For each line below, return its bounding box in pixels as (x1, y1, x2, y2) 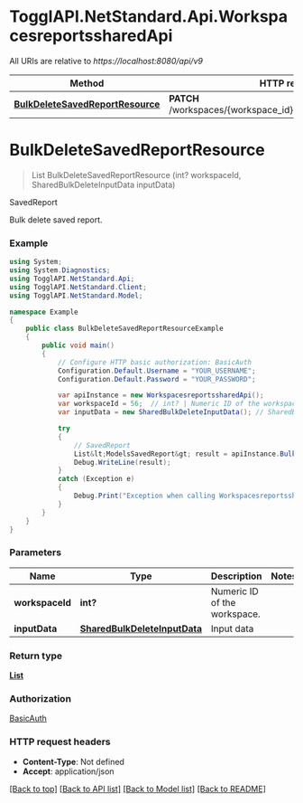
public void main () (41, 341, 115, 350)
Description (210, 570, 262, 582)
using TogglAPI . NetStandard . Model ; (9, 291, 143, 300)
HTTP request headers (9, 735, 111, 748)
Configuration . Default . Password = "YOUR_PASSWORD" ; (57, 374, 256, 383)
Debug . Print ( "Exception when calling (73, 491, 216, 501)
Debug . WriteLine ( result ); (73, 458, 171, 467)
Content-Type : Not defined (22, 756, 124, 767)
